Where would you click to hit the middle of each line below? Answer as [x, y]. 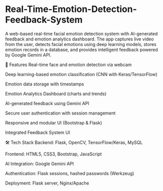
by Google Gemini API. [28, 55]
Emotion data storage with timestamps [45, 84]
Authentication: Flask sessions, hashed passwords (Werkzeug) [70, 173]
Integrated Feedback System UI [38, 132]
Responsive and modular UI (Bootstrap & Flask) [54, 122]
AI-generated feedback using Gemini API [47, 103]
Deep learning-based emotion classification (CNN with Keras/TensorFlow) [81, 74]
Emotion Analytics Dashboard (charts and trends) [56, 93]
